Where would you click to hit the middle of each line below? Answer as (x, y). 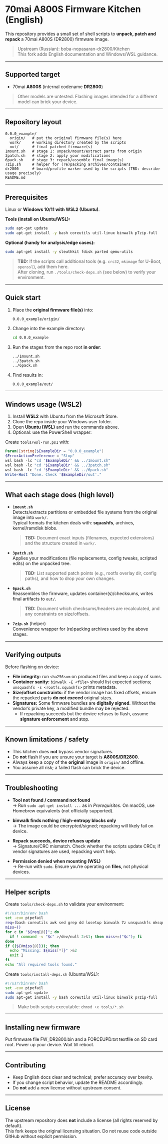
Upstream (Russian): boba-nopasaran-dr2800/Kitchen (73, 49)
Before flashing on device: (32, 667)
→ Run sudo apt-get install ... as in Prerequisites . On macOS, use (83, 805)
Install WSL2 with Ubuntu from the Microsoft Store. (65, 416)
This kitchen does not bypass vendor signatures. (63, 751)
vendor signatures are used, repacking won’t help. (64, 851)
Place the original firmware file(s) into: (53, 310)
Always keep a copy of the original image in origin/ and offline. (78, 762)
